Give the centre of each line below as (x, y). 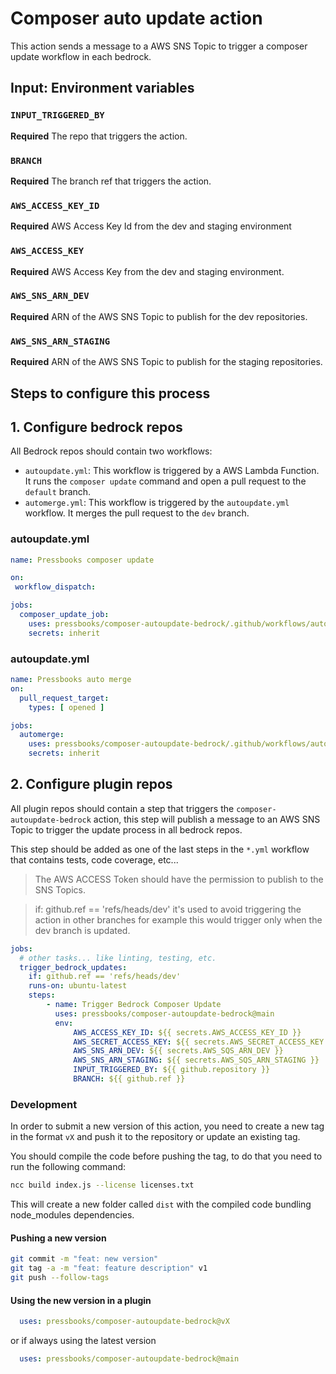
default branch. (58, 492)
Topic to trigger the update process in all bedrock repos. (126, 829)
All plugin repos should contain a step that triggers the (122, 808)
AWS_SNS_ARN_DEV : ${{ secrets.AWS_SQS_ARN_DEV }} (178, 1051)
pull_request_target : (64, 698)
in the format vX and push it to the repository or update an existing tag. (155, 1137)
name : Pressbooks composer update (82, 560)
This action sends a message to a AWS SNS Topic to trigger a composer (159, 46)
